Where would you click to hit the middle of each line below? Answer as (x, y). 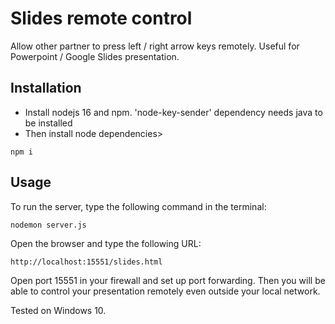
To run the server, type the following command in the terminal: (138, 206)
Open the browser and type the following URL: (106, 243)
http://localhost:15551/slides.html (86, 262)
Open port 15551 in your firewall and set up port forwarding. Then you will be (168, 280)
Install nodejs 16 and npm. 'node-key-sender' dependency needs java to (173, 112)
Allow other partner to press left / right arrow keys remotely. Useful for (155, 46)
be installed (48, 123)
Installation (46, 88)
